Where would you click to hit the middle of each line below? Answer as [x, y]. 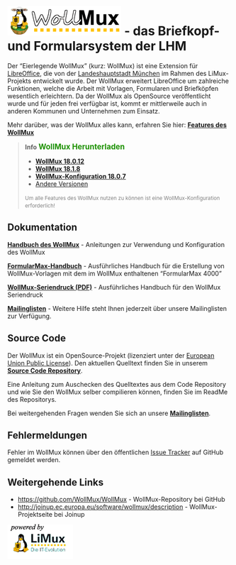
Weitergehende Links [56, 482]
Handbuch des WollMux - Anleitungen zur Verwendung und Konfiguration [116, 244]
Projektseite [35, 515]
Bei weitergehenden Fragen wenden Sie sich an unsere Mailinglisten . [109, 413]
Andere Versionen [62, 184]
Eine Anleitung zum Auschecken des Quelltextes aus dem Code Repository [117, 384]
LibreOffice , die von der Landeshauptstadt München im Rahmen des [107, 73]
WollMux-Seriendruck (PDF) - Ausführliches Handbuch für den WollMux [114, 287]
